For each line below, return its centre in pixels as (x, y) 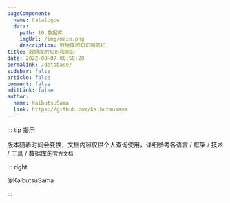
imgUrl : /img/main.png (52, 39)
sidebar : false (29, 71)
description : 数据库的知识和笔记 (63, 45)
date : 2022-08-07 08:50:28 (46, 58)
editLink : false (30, 90)
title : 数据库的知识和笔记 (41, 52)
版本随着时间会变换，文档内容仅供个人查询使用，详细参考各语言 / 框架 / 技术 (115, 145)
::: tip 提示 (21, 130)
